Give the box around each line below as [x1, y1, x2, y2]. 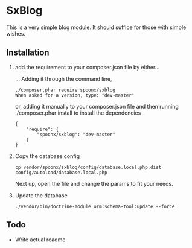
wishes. [6, 30, 26, 37]
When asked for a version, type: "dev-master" [14, 92, 135, 98]
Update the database [14, 191, 68, 199]
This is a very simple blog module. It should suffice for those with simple [6, 24, 187, 31]
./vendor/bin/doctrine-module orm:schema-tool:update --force [14, 203, 175, 209]
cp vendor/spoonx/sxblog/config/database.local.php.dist [14, 164, 162, 170]
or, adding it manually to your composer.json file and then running [14, 103, 179, 110]
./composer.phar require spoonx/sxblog [14, 87, 116, 93]
